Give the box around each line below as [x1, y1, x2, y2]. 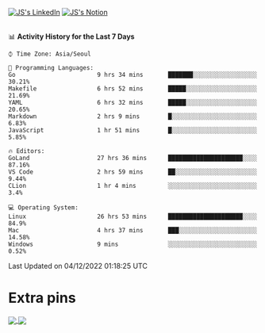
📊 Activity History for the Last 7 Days [8, 32, 135, 41]
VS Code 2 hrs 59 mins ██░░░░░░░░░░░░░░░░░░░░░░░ [8, 168, 258, 176]
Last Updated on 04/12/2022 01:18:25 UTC [8, 262, 148, 270]
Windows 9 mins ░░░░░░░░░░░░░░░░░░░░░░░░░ [8, 240, 258, 248]
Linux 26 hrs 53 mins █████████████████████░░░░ [8, 212, 258, 220]
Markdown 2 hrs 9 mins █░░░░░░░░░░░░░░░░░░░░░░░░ [8, 113, 258, 121]
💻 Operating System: [8, 204, 79, 212]
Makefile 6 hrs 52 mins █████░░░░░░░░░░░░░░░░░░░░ [8, 85, 258, 93]
